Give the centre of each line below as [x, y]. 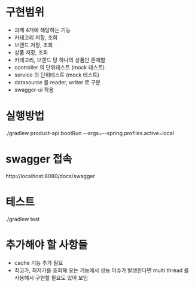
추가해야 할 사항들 [47, 245]
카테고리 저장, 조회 [36, 37]
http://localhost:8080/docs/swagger [50, 176]
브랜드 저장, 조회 [33, 45]
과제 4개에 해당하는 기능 [42, 30]
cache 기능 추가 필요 [39, 262]
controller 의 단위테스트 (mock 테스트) [60, 67]
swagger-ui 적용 [34, 90]
